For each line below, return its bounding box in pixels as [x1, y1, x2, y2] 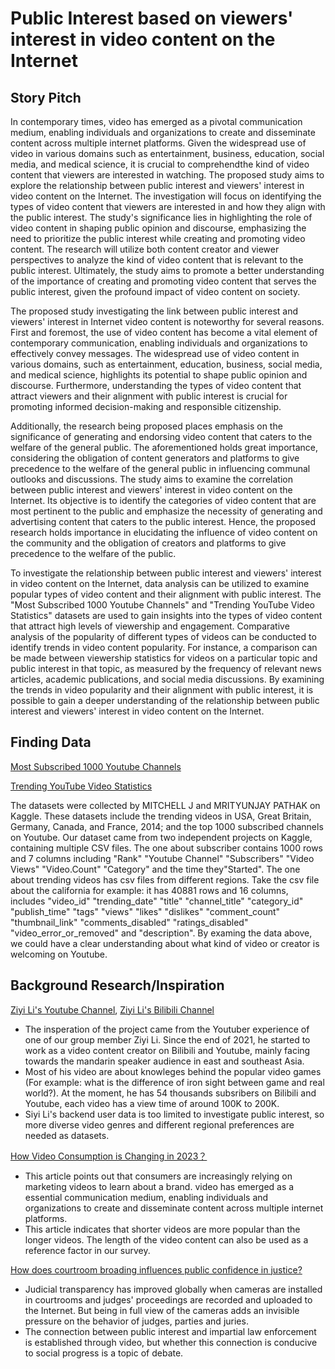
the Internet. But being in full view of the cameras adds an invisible [24, 1304, 300, 1316]
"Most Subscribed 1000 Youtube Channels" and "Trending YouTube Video [10, 599, 315, 611]
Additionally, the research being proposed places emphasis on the [10, 420, 283, 432]
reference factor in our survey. [24, 1244, 151, 1256]
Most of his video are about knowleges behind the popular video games [24, 1065, 322, 1077]
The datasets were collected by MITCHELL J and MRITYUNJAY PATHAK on [10, 799, 321, 811]
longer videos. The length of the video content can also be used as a [24, 1233, 309, 1246]
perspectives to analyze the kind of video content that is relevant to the [10, 254, 304, 266]
